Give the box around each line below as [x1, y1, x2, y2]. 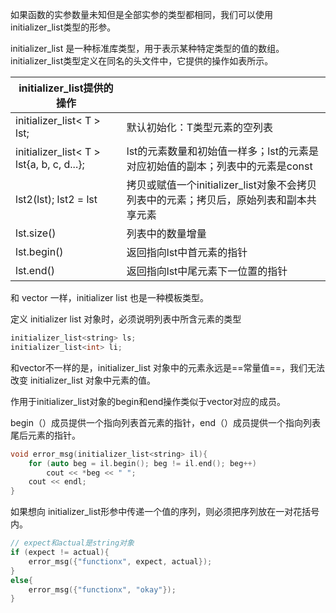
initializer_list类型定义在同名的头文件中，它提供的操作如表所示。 [10, 55, 274, 67]
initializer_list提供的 [18, 81, 114, 95]
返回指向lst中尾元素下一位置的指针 [126, 264, 288, 278]
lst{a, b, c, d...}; [15, 158, 85, 171]
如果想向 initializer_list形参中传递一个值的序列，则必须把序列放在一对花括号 [10, 506, 320, 518]
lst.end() [15, 264, 55, 277]
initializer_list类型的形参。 [10, 21, 117, 33]
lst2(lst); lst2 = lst [15, 193, 98, 206]
